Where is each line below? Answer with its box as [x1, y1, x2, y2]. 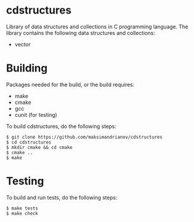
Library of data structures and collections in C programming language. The [6, 23, 189, 30]
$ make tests [6, 205, 38, 211]
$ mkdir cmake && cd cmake [6, 144, 73, 151]
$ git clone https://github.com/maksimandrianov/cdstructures [6, 134, 163, 140]
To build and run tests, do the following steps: [6, 194, 118, 201]
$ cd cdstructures [6, 139, 51, 145]
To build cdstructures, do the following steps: [6, 122, 117, 130]
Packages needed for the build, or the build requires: [6, 81, 135, 88]
